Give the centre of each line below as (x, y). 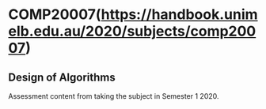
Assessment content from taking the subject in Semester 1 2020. (114, 96)
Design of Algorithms (62, 77)
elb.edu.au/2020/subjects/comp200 (132, 31)
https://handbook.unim (180, 15)
